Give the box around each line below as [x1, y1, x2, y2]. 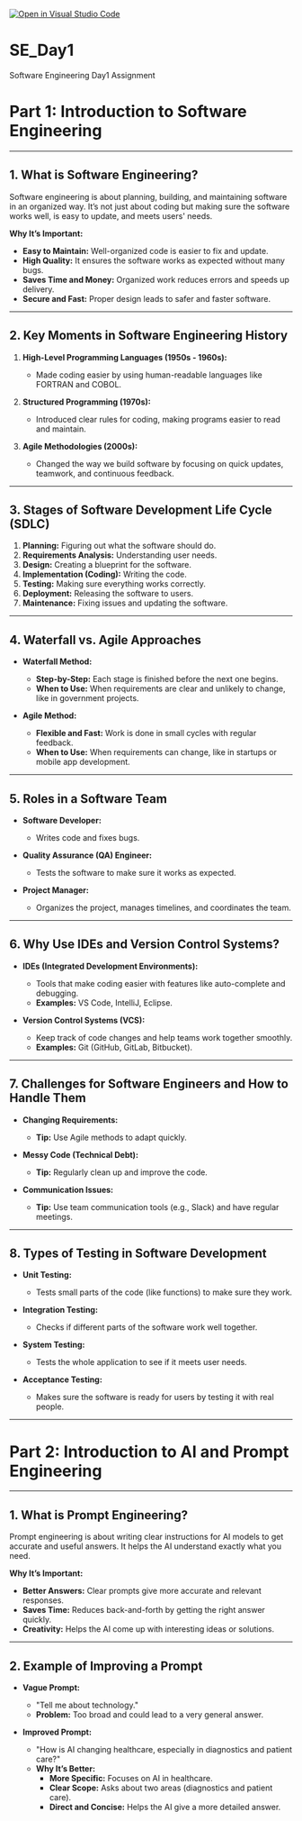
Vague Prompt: [22, 1681, 81, 1693]
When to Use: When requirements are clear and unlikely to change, [35, 683, 286, 694]
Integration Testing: [22, 1305, 99, 1316]
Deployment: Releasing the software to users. [22, 588, 194, 599]
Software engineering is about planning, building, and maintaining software [9, 191, 288, 202]
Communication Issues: [22, 1184, 114, 1195]
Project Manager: [22, 884, 90, 896]
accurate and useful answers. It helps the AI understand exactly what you [9, 1541, 281, 1552]
